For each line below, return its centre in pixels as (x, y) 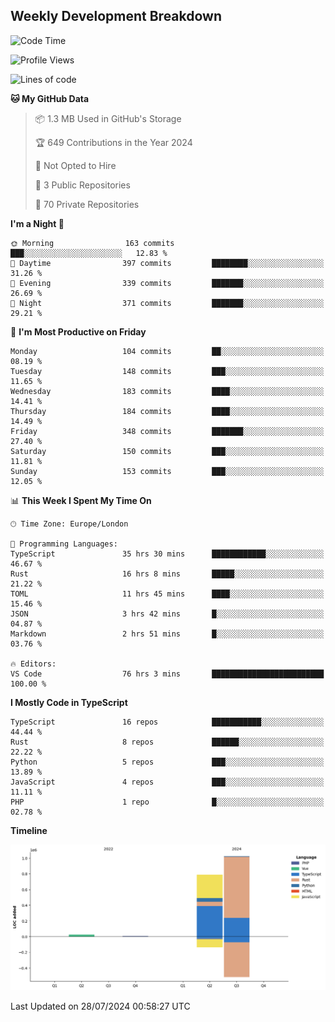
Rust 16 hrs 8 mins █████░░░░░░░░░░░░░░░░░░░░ (167, 574)
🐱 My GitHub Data (50, 98)
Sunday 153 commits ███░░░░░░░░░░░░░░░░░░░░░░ (167, 471)
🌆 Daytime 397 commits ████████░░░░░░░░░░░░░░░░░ (167, 263)
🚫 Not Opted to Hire (75, 165)
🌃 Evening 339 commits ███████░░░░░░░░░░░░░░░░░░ (167, 283)
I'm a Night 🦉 (37, 223)
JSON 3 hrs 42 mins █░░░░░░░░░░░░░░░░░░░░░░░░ (167, 614)
